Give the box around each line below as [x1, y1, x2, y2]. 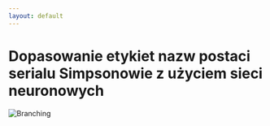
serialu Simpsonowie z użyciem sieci [8, 64, 263, 82]
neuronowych [8, 81, 104, 100]
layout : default [8, 11, 63, 20]
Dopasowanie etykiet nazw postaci [8, 46, 250, 65]
